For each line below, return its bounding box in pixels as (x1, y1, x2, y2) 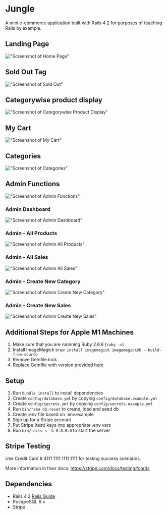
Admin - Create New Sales (5, 302, 71, 309)
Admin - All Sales (5, 254, 48, 261)
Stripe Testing (5, 442, 50, 450)
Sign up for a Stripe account (12, 417, 72, 423)
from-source (12, 352, 38, 357)
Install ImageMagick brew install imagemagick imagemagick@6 (12, 347, 142, 353)
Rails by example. (5, 25, 42, 31)
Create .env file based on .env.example (12, 411, 94, 417)
